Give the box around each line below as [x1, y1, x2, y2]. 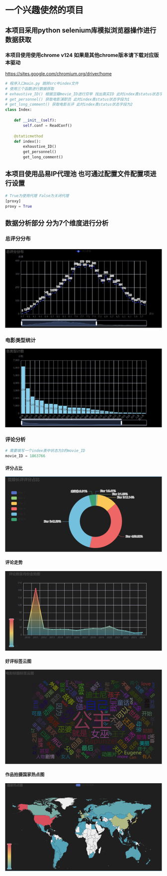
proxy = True [5, 204, 32, 209]
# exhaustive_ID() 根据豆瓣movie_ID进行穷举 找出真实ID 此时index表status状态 [5, 91, 160, 96]
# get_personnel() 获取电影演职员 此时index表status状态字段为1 [5, 97, 130, 102]
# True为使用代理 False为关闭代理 [5, 193, 69, 198]
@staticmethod [14, 133, 43, 139]
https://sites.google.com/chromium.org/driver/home [5, 70, 112, 76]
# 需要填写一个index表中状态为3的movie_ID [5, 448, 85, 453]
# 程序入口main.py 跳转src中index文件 [5, 81, 79, 86]
